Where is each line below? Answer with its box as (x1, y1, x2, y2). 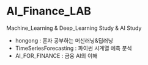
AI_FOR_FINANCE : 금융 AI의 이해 (15, 52, 98, 59)
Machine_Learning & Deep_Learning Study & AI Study (6, 24, 142, 32)
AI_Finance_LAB (6, 4, 92, 18)
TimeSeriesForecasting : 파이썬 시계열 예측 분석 (15, 44, 133, 52)
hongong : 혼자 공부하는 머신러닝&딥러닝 (15, 36, 113, 44)
